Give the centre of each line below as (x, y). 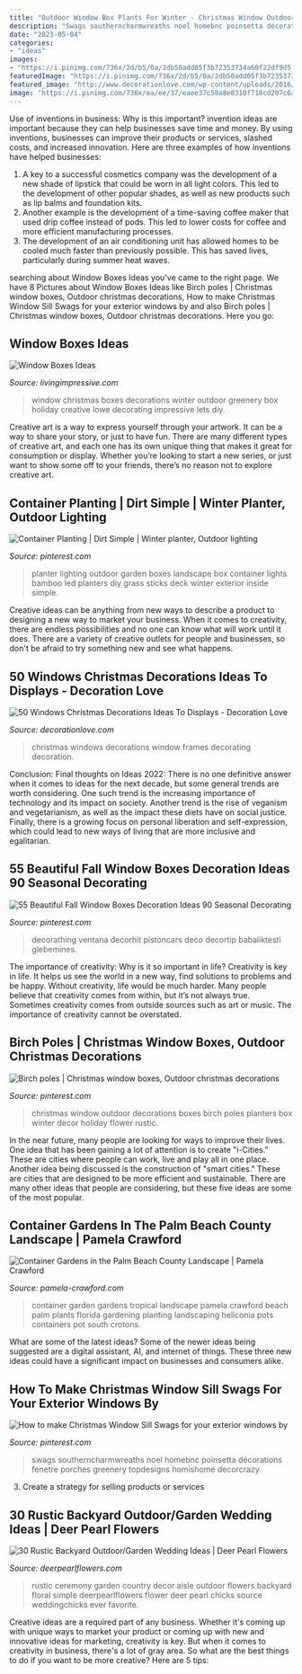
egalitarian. (30, 840)
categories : (31, 43)
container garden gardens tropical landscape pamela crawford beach (160, 1306)
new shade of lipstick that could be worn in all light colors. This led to (151, 183)
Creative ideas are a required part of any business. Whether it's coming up (147, 1622)
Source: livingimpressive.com (64, 383)
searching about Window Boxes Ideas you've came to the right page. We (144, 277)
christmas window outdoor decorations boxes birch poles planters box (162, 1113)
